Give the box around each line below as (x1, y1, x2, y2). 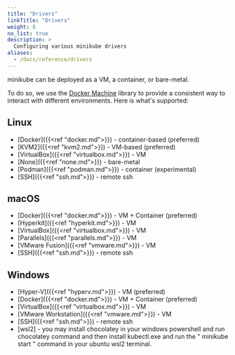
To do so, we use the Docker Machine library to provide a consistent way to (7, 88, 226, 97)
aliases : (7, 50, 33, 57)
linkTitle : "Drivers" (7, 17, 71, 24)
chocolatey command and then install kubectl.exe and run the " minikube (17, 333, 229, 341)
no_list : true (7, 29, 49, 37)
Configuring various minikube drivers (13, 43, 128, 50)
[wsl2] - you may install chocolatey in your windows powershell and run (17, 325, 225, 333)
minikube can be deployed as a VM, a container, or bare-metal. (7, 75, 189, 83)
